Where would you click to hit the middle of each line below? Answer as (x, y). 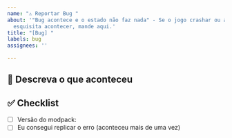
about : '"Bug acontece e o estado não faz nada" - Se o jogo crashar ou (114, 20)
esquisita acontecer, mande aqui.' (65, 26)
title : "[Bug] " (30, 33)
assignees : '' (28, 46)
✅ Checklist (33, 103)
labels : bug (24, 39)
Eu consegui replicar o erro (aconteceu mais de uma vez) (99, 128)
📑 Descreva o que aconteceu (70, 80)
